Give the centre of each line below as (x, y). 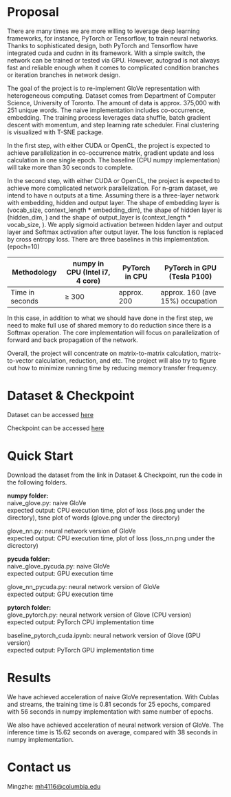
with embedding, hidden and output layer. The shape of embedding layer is (113, 202)
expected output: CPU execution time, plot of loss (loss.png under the (106, 510)
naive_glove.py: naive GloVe (47, 502)
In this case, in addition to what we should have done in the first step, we (110, 318)
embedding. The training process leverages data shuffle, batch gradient (109, 117)
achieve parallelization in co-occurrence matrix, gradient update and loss (111, 153)
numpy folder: (28, 496)
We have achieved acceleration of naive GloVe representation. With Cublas (113, 697)
